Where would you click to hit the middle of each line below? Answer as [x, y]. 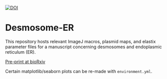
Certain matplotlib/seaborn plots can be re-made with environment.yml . [79, 71]
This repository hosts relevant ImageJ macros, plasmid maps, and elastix [80, 41]
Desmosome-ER [40, 28]
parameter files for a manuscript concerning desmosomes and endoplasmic [83, 47]
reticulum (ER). [21, 52]
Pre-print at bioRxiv [25, 62]
